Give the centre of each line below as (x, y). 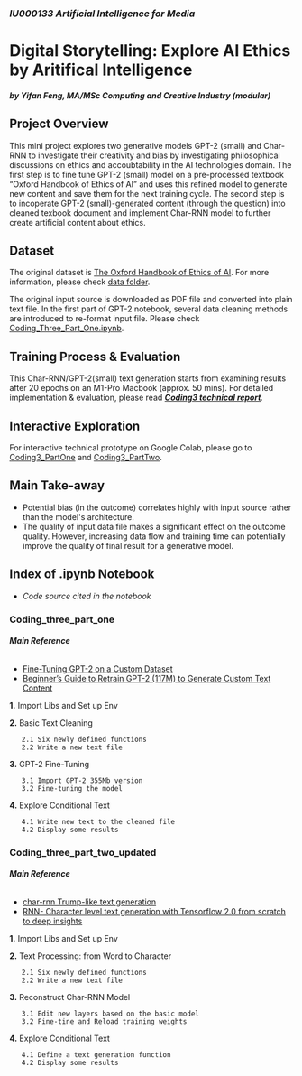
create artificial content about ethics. (78, 222)
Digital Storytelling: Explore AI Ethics (150, 51)
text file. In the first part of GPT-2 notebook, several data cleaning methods (149, 309)
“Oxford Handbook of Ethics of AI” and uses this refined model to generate (148, 184)
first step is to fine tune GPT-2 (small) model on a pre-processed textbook (146, 174)
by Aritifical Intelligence (101, 70)
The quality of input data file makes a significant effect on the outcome (154, 526)
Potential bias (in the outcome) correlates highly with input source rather (157, 507)
